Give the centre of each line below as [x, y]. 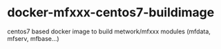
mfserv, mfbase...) [33, 38]
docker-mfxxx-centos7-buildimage [111, 13]
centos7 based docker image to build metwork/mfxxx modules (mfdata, [109, 31]
